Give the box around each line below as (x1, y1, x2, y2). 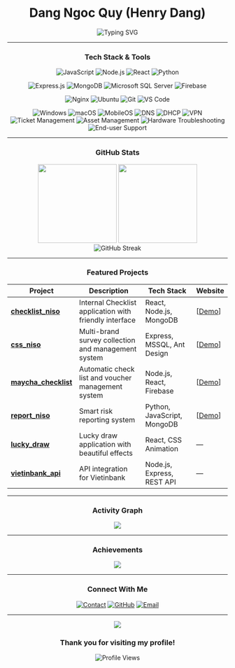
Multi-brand (79, 326, 120, 336)
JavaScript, (145, 410, 183, 420)
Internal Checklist (79, 298, 137, 307)
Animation (145, 443, 178, 453)
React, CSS (145, 435, 183, 445)
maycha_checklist (10, 377, 73, 387)
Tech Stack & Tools (84, 52, 151, 62)
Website (196, 286, 225, 295)
